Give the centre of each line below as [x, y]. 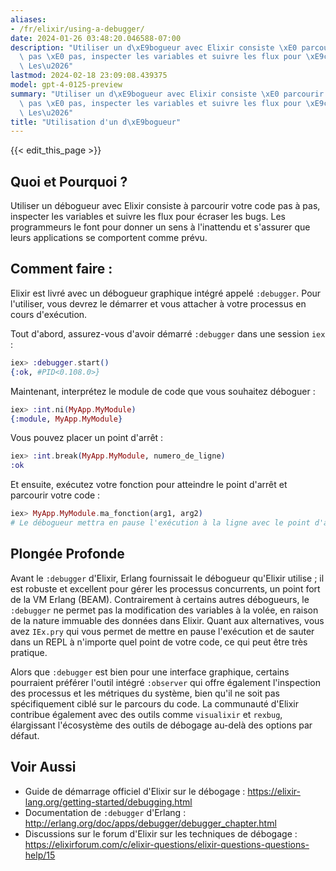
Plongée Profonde [67, 554]
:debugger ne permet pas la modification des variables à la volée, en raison [164, 610]
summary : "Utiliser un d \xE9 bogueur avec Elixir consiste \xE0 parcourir [167, 94]
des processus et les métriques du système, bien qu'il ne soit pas [145, 693]
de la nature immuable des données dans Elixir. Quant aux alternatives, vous [167, 620]
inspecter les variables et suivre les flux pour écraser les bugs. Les [148, 217]
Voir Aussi [43, 767]
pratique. [29, 652]
